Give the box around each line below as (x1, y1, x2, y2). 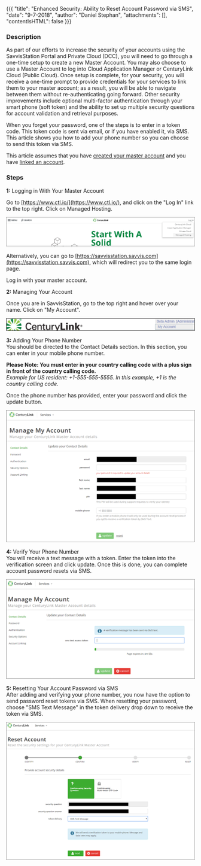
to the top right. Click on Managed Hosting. (6, 205, 112, 212)
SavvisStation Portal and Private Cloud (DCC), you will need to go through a (6, 53, 193, 60)
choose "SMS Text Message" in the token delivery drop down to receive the (6, 703, 193, 711)
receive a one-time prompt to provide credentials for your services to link (6, 78, 187, 86)
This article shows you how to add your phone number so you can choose (6, 134, 189, 141)
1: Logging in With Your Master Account (6, 187, 105, 194)
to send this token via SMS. (6, 141, 74, 148)
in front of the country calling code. (6, 367, 96, 375)
